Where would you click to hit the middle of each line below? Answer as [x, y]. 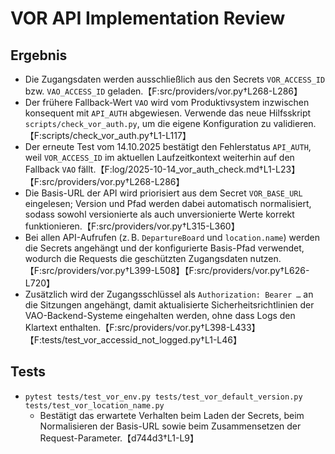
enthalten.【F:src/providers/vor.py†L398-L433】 [160, 327]
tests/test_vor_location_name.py [94, 405]
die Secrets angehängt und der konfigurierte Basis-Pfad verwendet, [164, 248]
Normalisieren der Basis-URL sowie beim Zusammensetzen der [170, 426]
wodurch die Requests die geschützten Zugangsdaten [136, 258]
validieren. [295, 123]
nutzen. [265, 258]
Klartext [41, 327]
